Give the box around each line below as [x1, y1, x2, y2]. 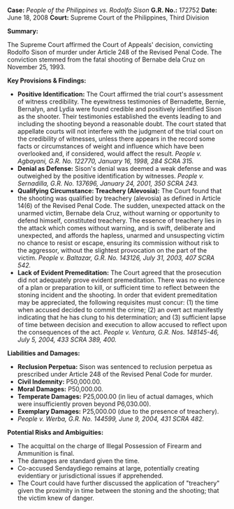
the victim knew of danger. [17, 494, 94, 502]
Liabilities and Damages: [7, 349, 80, 357]
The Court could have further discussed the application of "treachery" [17, 479, 220, 487]
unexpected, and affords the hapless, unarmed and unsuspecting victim [17, 231, 225, 239]
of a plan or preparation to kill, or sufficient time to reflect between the [17, 284, 220, 291]
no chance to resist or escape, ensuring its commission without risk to [17, 239, 219, 247]
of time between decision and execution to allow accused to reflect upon [17, 321, 228, 328]
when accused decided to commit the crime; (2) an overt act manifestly [17, 306, 224, 314]
